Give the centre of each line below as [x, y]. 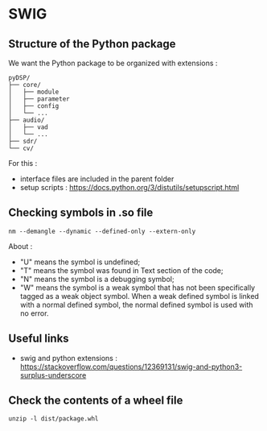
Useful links [39, 339]
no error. [34, 313]
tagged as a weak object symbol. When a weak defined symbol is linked [140, 296]
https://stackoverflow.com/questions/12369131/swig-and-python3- [131, 367]
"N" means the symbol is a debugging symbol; [97, 279]
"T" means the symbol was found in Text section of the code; [121, 270]
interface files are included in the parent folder [97, 179]
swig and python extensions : [69, 358]
